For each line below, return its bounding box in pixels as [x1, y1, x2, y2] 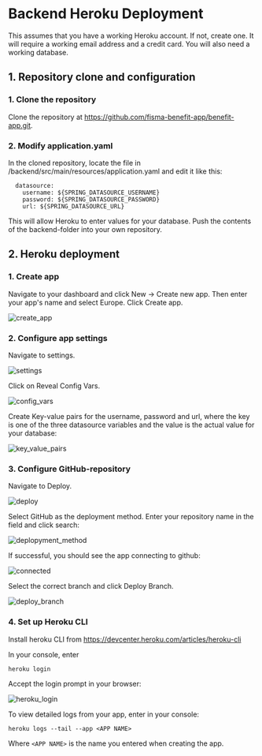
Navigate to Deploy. [8, 481, 72, 491]
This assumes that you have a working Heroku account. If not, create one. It [8, 31, 254, 40]
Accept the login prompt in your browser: [8, 679, 142, 688]
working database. [8, 47, 69, 57]
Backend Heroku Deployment [8, 5, 204, 23]
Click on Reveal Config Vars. [8, 380, 101, 391]
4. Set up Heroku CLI [8, 616, 88, 627]
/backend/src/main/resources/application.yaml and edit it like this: [8, 167, 223, 176]
